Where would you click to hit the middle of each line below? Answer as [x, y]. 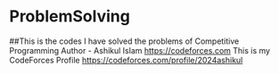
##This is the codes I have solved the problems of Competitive [124, 41]
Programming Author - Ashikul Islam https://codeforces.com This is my [139, 50]
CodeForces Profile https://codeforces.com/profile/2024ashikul [126, 60]
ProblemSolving [70, 16]
